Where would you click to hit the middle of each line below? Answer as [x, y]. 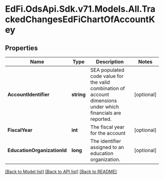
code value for [107, 76]
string [79, 94]
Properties [21, 48]
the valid [100, 82]
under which [104, 107]
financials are [105, 113]
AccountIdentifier [29, 94]
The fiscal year [107, 127]
